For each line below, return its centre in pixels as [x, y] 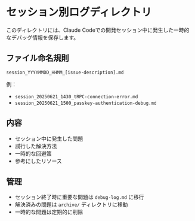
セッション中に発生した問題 [49, 138]
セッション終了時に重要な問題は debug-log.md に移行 [79, 197]
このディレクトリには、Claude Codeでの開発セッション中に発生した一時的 [98, 30]
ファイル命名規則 [38, 58]
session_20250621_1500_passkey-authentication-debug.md [86, 103]
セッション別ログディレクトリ [79, 12]
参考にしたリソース [38, 161]
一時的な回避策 [33, 153]
